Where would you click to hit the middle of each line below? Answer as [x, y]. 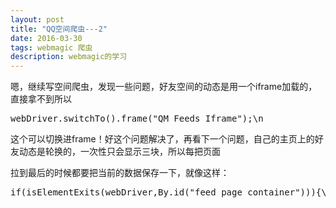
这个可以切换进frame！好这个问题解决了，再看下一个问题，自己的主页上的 [162, 139]
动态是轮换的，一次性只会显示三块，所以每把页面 [119, 152]
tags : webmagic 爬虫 [51, 47]
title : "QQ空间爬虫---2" [59, 29]
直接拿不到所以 [41, 99]
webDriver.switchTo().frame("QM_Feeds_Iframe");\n [137, 119]
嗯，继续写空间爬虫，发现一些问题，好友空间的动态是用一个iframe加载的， [164, 87]
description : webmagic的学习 [69, 57]
